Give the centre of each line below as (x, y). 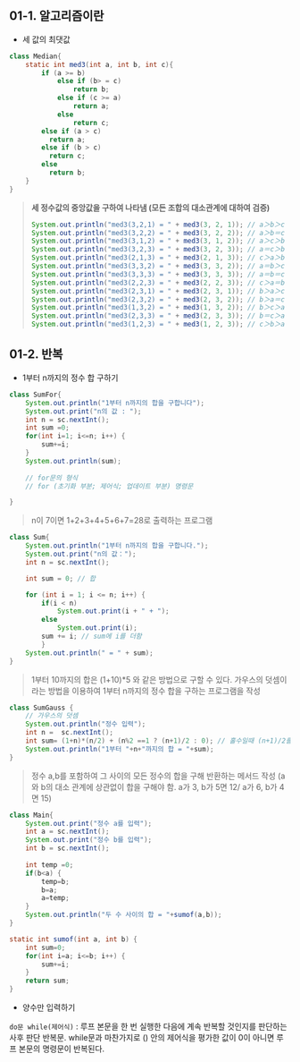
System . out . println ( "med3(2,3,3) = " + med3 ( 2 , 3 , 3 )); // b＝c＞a (158, 316)
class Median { (36, 56)
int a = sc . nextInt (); (67, 832)
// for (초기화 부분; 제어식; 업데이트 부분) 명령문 (109, 486)
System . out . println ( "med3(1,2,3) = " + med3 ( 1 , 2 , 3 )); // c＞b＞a (158, 325)
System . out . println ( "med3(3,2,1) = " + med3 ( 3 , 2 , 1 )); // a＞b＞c (158, 225)
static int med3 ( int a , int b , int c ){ (100, 64)
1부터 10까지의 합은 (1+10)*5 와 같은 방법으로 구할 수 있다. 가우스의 (147, 679)
